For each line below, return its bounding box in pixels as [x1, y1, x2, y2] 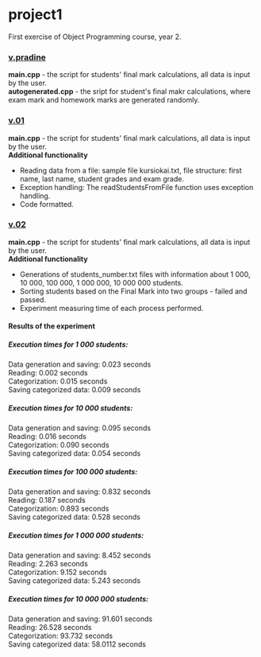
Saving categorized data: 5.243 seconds [8, 576, 141, 585]
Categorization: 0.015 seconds [8, 376, 108, 387]
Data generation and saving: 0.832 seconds [8, 487, 152, 496]
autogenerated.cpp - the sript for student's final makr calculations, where [8, 87, 251, 96]
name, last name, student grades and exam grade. [19, 173, 185, 184]
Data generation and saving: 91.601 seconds [8, 614, 153, 624]
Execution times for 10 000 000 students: [8, 594, 149, 604]
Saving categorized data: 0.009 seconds [8, 385, 141, 395]
